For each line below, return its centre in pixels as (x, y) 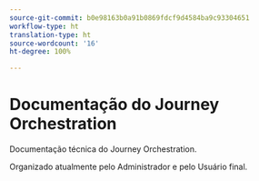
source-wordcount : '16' (55, 43)
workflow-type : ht (44, 26)
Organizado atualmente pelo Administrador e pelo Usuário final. (129, 167)
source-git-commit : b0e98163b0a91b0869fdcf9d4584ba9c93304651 (129, 18)
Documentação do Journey (115, 105)
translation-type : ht (50, 35)
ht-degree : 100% (40, 52)
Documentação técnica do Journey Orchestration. (103, 149)
